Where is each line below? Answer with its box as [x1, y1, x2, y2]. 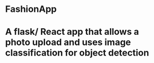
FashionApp [5, 3, 57, 15]
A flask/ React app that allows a [5, 26, 139, 38]
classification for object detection [5, 47, 149, 59]
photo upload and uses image [5, 37, 131, 48]
